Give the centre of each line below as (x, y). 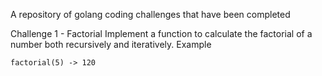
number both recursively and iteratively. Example (111, 44)
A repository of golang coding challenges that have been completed (150, 14)
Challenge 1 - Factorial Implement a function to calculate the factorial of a (161, 33)
